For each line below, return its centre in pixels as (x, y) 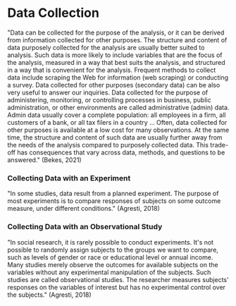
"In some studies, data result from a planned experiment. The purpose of (113, 194)
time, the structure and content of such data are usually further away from (115, 137)
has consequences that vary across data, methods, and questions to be (121, 152)
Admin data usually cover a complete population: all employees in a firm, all (117, 115)
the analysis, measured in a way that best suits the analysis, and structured (116, 62)
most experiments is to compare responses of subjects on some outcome (114, 201)
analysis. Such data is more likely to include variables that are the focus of (115, 55)
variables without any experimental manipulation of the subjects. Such (109, 272)
